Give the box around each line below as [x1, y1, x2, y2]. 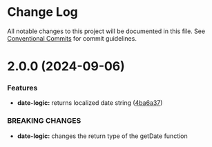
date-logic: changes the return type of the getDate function [17, 132, 188, 140]
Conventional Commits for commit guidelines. [7, 34, 137, 42]
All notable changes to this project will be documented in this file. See [7, 27, 206, 35]
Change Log [7, 4, 78, 20]
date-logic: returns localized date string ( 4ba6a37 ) [17, 99, 163, 107]
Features [7, 84, 38, 93]
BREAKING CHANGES [7, 116, 81, 126]
